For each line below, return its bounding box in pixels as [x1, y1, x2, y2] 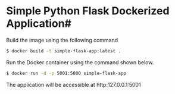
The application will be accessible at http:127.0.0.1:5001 [6, 81, 141, 88]
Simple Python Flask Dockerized [6, 4, 170, 18]
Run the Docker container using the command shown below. [6, 58, 154, 66]
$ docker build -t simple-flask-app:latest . [6, 48, 121, 54]
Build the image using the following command [6, 36, 118, 43]
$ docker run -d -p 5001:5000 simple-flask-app [6, 70, 127, 76]
